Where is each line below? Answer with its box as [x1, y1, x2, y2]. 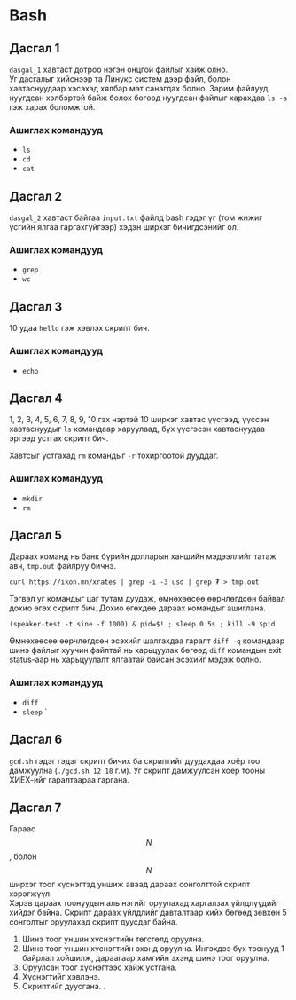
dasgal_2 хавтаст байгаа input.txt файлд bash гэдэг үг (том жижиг [9, 212, 263, 223]
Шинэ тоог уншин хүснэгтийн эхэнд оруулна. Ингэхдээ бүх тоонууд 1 [21, 943, 285, 954]
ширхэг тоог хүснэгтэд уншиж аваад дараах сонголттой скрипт [9, 879, 251, 890]
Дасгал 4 [9, 390, 64, 406]
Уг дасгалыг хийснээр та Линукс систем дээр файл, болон [9, 74, 231, 84]
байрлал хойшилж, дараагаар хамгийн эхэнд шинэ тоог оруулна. [21, 953, 270, 964]
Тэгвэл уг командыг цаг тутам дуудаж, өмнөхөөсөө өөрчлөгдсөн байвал [9, 594, 286, 604]
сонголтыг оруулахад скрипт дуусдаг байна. [9, 917, 178, 927]
